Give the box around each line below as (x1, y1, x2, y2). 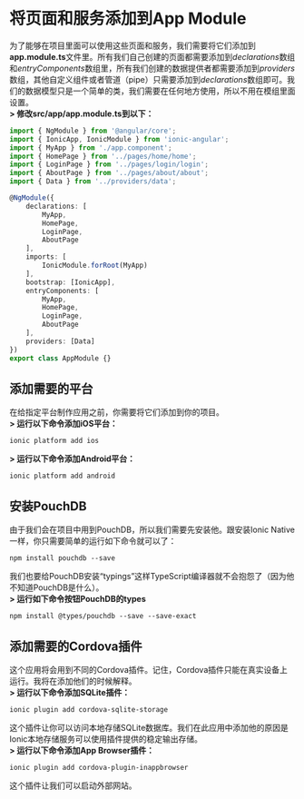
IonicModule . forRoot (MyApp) (42, 261, 148, 271)
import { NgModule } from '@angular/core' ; (9, 126, 177, 135)
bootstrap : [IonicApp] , (25, 278, 116, 287)
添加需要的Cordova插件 (9, 638, 142, 654)
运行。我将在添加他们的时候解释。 (9, 676, 137, 686)
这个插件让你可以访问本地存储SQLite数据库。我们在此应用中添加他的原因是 (9, 723, 289, 733)
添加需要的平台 (9, 380, 93, 396)
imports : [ (25, 252, 67, 261)
